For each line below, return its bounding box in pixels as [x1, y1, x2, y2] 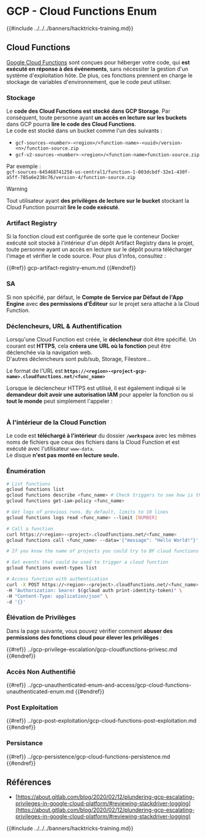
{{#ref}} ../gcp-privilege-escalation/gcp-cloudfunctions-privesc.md [6, 646, 178, 653]
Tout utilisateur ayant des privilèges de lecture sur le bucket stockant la [6, 197, 189, 205]
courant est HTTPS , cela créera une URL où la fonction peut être [6, 342, 171, 349]
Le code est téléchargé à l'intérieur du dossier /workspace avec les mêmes [6, 432, 196, 440]
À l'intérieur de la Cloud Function [6, 418, 107, 427]
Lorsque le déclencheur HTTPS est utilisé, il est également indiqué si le [6, 384, 186, 392]
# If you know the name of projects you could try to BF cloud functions [6, 548, 199, 554]
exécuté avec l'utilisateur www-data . [6, 445, 94, 452]
